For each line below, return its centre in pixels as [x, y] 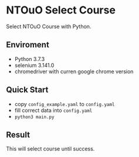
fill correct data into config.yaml [53, 110]
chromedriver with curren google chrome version [74, 71]
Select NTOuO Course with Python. [49, 26]
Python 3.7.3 [30, 59]
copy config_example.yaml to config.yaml [65, 104]
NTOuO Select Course [61, 10]
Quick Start [27, 90]
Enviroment [28, 45]
